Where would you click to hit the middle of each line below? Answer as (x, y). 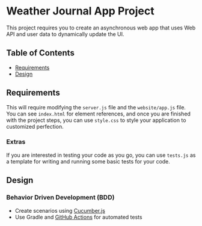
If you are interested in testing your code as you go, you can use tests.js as (101, 155)
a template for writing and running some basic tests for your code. (88, 161)
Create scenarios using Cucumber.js (60, 210)
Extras (16, 142)
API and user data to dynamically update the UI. (65, 34)
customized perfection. (35, 126)
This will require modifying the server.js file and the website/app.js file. (96, 107)
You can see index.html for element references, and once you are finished (99, 114)
